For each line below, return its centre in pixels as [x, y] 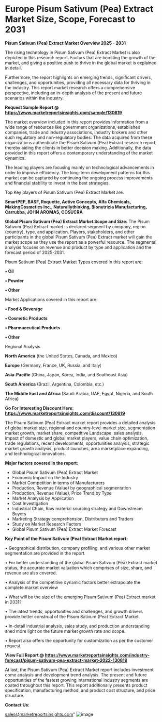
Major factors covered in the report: [42, 463]
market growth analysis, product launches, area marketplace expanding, [77, 448]
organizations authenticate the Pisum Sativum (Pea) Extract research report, [81, 142]
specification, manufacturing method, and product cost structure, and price [80, 690]
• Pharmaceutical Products [33, 327]
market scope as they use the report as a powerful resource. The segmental [81, 242]
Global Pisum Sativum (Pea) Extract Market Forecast [64, 529]
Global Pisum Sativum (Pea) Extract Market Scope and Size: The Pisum [77, 221]
